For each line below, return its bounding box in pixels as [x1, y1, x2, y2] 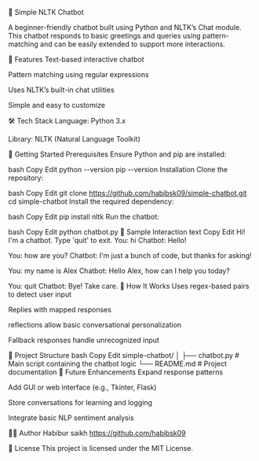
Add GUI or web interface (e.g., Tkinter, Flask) [8, 382, 157, 392]
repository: [8, 173, 44, 183]
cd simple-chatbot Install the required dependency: [8, 197, 174, 206]
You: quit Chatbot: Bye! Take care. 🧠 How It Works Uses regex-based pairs [8, 282, 250, 290]
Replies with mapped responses [8, 305, 112, 314]
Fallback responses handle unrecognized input [8, 335, 159, 345]
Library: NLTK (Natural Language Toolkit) [8, 135, 141, 143]
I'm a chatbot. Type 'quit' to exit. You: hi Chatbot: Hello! [8, 236, 187, 245]
